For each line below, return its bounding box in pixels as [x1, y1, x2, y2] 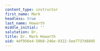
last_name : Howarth [5, 20, 45, 26]
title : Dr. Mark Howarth [5, 34, 56, 39]
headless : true [5, 16, 36, 21]
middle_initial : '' [5, 25, 45, 30]
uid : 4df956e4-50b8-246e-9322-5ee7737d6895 [5, 39, 96, 44]
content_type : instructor [5, 7, 58, 12]
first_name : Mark [5, 12, 41, 17]
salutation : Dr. [5, 30, 38, 34]
